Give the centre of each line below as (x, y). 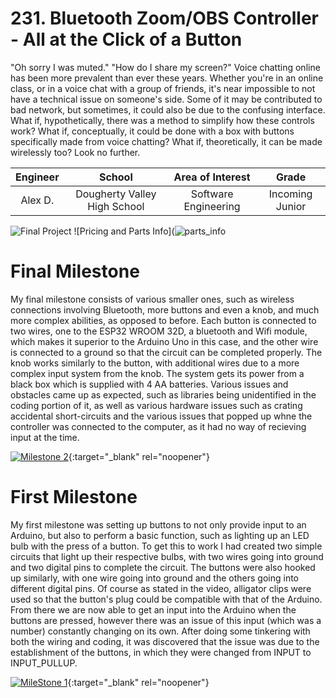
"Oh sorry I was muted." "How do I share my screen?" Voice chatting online (165, 67)
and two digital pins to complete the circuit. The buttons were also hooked (163, 567)
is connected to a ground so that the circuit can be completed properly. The (166, 352)
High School (116, 206)
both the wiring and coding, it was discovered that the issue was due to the (165, 641)
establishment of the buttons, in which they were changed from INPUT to (161, 652)
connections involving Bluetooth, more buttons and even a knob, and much (165, 309)
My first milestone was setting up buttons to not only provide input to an (158, 524)
